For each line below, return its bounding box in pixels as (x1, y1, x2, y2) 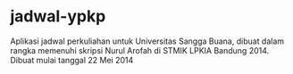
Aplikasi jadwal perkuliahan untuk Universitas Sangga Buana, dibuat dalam (10, 36, 285, 46)
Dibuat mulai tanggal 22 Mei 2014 (10, 54, 134, 65)
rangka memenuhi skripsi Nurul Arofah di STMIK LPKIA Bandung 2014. (10, 45, 270, 55)
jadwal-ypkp (10, 6, 106, 27)
